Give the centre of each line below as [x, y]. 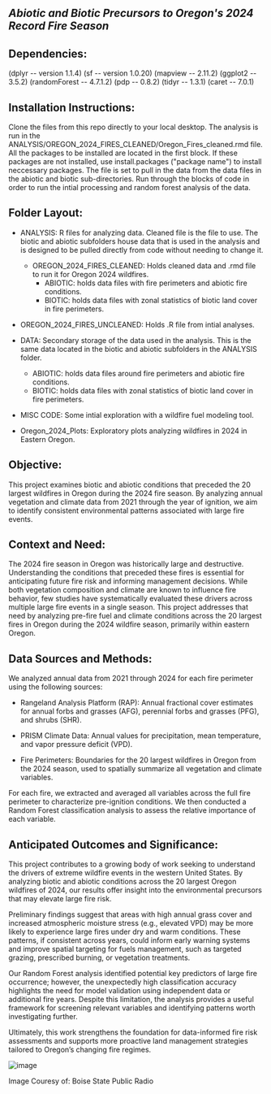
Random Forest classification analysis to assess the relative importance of [132, 810]
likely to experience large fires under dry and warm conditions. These [125, 932]
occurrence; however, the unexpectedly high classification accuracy [123, 982]
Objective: [35, 465]
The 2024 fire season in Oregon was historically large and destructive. [126, 564]
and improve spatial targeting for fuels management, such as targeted [125, 949]
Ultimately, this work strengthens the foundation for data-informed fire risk [133, 1032]
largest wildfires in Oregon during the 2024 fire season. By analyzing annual [136, 493]
